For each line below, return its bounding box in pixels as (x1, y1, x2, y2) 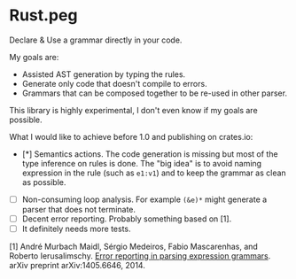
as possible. (21, 176, 66, 187)
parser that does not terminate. (21, 205, 136, 214)
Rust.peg (9, 5, 78, 26)
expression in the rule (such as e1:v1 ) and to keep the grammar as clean (21, 167, 286, 178)
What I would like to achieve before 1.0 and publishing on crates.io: (9, 131, 253, 142)
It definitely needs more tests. (21, 223, 131, 235)
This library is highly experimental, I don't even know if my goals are (9, 105, 259, 115)
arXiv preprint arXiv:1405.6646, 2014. (9, 260, 146, 271)
